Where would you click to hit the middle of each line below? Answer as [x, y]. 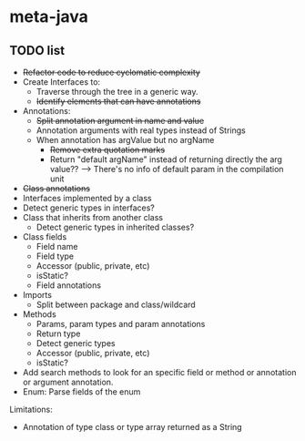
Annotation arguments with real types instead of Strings [141, 130]
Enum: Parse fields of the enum [81, 392]
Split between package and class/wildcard [116, 304]
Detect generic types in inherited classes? [115, 227]
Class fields [45, 237]
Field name [57, 246]
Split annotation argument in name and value [120, 121]
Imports [37, 295]
